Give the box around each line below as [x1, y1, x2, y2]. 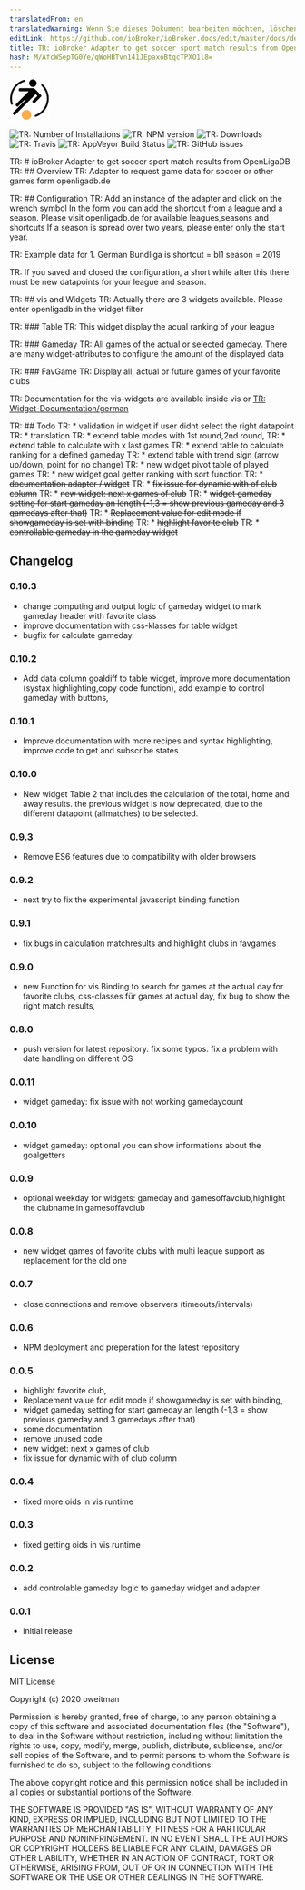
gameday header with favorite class [22, 610, 157, 621]
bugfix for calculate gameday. [22, 629, 134, 640]
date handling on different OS [22, 1053, 133, 1064]
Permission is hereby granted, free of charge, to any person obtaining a [9, 1711, 277, 1722]
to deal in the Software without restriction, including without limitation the [9, 1730, 283, 1742]
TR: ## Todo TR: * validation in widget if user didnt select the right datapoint [9, 420, 295, 431]
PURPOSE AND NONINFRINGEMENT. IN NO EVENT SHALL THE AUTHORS [9, 1834, 289, 1845]
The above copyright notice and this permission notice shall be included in [9, 1777, 288, 1788]
